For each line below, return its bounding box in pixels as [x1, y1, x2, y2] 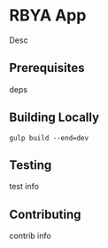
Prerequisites [9, 60, 85, 76]
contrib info [9, 230, 51, 241]
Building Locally [9, 110, 100, 125]
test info [9, 181, 40, 192]
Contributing [9, 206, 81, 222]
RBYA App [9, 5, 87, 26]
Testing [9, 157, 52, 172]
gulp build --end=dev [9, 133, 89, 142]
